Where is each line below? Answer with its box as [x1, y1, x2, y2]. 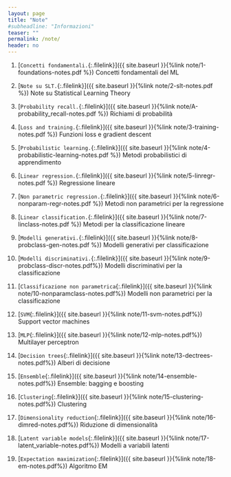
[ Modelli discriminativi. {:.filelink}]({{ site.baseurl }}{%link [17, 254, 188, 262]
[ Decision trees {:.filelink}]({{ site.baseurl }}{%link [17, 352, 160, 359]
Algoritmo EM [69, 462, 108, 470]
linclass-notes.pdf [17, 220, 69, 228]
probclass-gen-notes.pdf [17, 241, 90, 248]
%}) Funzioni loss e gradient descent [46, 130, 152, 138]
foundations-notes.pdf [17, 68, 82, 76]
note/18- [192, 455, 216, 463]
